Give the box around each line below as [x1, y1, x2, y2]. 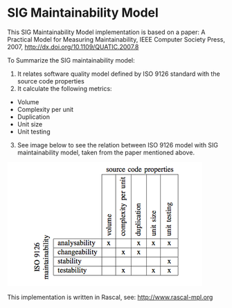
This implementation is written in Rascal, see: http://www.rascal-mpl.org [7, 293, 213, 301]
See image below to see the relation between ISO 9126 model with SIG [17, 140, 219, 149]
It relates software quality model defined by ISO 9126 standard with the [17, 70, 220, 78]
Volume [17, 97, 39, 106]
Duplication [17, 113, 51, 121]
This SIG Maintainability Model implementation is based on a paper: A [7, 28, 206, 36]
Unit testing [17, 127, 51, 136]
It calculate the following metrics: [17, 84, 112, 92]
